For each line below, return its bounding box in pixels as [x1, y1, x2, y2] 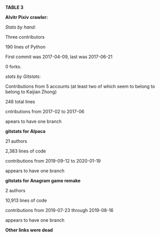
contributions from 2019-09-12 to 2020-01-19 [5, 158, 101, 164]
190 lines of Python [5, 44, 46, 50]
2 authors [5, 188, 25, 193]
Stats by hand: [5, 24, 36, 30]
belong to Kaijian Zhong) [5, 89, 57, 95]
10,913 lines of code [5, 197, 47, 203]
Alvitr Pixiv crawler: [5, 14, 48, 20]
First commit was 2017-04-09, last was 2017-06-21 [5, 54, 113, 60]
